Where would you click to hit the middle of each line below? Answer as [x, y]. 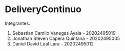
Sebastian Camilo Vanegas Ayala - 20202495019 [64, 33]
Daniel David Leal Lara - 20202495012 [53, 43]
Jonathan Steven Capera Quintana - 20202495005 [66, 38]
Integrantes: [17, 23]
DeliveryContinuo [43, 9]
